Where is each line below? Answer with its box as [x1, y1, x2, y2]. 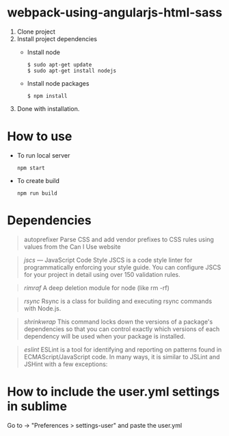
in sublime [7, 399, 67, 414]
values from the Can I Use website [23, 242, 121, 251]
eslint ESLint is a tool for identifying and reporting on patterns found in [23, 345, 222, 354]
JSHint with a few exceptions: [23, 360, 108, 368]
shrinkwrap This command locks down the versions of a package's [23, 317, 213, 326]
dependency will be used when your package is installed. [23, 332, 186, 340]
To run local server [16, 151, 70, 159]
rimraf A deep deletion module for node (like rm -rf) [23, 283, 170, 292]
